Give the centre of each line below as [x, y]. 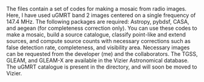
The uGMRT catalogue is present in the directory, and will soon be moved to [102, 67]
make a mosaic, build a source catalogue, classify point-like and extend [96, 35]
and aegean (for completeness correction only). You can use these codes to [102, 28]
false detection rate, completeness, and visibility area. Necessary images [98, 47]
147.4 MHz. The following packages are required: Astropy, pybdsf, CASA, [98, 22]
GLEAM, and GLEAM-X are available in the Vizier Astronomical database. [98, 60]
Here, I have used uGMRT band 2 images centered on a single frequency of [101, 15]
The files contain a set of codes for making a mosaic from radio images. [97, 9]
